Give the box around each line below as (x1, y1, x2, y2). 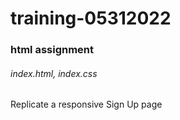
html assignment (10, 43, 95, 57)
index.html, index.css (10, 67, 98, 79)
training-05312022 (10, 7, 172, 30)
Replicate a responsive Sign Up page (10, 98, 163, 111)
